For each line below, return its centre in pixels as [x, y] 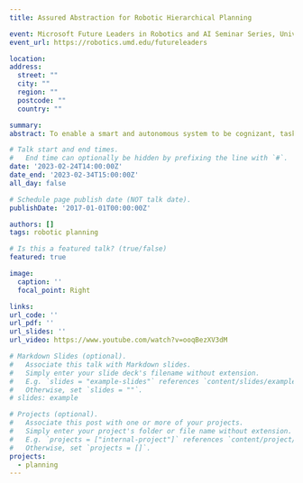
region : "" [38, 92]
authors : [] [32, 224]
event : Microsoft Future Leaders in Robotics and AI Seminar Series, [143, 34]
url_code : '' [34, 315]
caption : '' [40, 282]
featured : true [38, 258]
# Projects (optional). [54, 415]
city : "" [34, 84]
